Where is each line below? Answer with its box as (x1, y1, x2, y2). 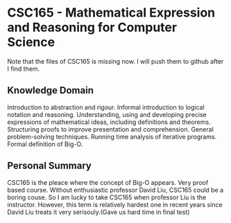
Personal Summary (7, 160, 92, 172)
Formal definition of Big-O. (7, 140, 83, 148)
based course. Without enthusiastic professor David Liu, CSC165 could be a (7, 186, 224, 194)
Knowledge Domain (7, 84, 94, 96)
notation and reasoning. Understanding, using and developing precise (7, 110, 207, 118)
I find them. (7, 64, 40, 73)
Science (7, 35, 55, 50)
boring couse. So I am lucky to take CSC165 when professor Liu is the (7, 193, 207, 202)
